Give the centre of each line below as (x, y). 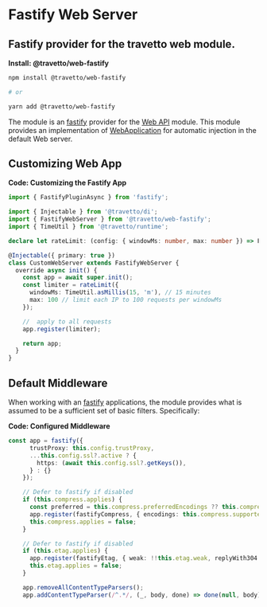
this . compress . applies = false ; (83, 522)
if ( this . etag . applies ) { (66, 551)
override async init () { (56, 270)
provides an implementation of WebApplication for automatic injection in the (132, 130)
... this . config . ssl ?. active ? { (83, 456)
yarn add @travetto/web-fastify (62, 106)
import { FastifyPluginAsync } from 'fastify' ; (89, 198)
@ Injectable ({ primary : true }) (62, 255)
